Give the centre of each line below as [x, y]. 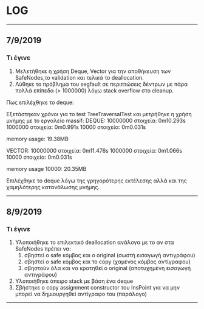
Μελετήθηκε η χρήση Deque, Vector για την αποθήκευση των [93, 71]
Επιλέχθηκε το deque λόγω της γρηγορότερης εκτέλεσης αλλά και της [97, 181]
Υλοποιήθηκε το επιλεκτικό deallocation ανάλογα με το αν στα [94, 242]
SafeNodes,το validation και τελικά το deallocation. [79, 77]
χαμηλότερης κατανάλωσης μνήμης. [53, 187]
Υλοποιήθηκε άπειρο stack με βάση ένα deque [74, 281]
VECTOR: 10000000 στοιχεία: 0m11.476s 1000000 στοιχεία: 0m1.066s [94, 150]
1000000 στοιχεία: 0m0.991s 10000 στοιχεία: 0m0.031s [76, 127]
